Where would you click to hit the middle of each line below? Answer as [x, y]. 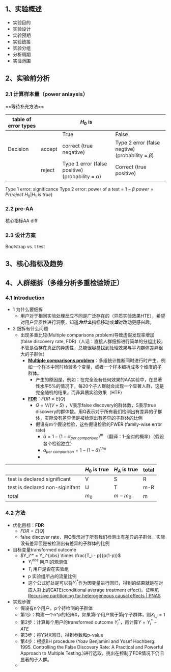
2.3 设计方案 [21, 235]
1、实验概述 [24, 9]
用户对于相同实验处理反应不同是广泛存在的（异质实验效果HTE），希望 [93, 316]
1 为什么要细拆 [28, 309]
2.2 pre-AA [20, 209]
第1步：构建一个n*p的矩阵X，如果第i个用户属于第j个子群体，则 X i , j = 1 [93, 615]
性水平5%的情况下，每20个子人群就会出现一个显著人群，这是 [100, 386]
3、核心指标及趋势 [34, 264]
